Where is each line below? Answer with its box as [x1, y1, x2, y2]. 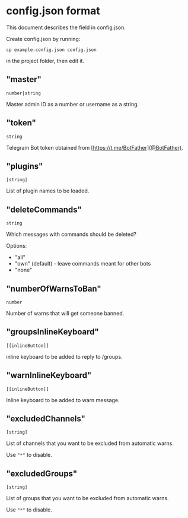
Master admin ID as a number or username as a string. [6, 100, 139, 108]
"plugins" [6, 161, 43, 171]
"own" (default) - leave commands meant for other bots [14, 260, 151, 267]
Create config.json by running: [6, 35, 81, 42]
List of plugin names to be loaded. [6, 187, 90, 194]
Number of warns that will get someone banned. [6, 310, 125, 317]
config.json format [6, 4, 100, 18]
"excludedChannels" [6, 414, 86, 424]
